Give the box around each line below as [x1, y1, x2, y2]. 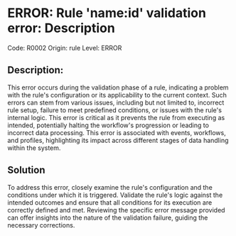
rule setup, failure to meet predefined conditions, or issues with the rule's [7, 105, 222, 114]
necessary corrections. [7, 220, 75, 229]
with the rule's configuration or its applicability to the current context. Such [7, 90, 227, 99]
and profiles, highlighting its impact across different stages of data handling [7, 136, 229, 144]
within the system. [7, 144, 61, 152]
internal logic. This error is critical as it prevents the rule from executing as [7, 113, 225, 122]
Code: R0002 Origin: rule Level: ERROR [7, 43, 122, 52]
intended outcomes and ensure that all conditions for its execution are [7, 198, 213, 207]
